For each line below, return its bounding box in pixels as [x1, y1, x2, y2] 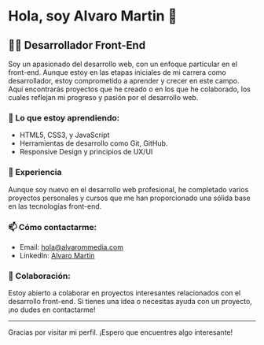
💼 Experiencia [8, 167, 62, 178]
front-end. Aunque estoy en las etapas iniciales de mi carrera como [8, 68, 226, 77]
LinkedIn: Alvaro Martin [19, 250, 95, 260]
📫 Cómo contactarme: [8, 221, 97, 232]
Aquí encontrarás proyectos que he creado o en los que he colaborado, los [8, 84, 251, 94]
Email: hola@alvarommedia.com [19, 242, 124, 251]
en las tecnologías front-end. [8, 201, 102, 211]
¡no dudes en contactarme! [8, 305, 96, 314]
